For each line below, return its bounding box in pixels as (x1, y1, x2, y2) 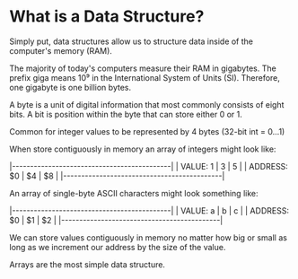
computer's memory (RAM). (9, 45, 112, 56)
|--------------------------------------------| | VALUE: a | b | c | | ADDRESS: (9, 205, 290, 216)
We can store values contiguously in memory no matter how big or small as (9, 231, 287, 243)
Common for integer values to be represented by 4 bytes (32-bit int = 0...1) (9, 126, 285, 136)
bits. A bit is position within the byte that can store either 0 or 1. (9, 109, 242, 119)
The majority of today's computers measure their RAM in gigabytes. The (9, 63, 276, 74)
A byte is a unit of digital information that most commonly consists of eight (9, 99, 285, 109)
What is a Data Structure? (9, 6, 205, 27)
